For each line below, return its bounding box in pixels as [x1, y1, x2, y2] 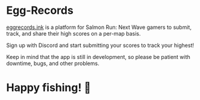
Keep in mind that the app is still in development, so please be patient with [6, 53, 191, 60]
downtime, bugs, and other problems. [6, 60, 99, 67]
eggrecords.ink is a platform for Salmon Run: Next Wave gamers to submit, [6, 23, 192, 31]
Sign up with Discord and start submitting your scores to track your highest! [6, 42, 195, 49]
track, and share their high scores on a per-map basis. [6, 30, 141, 37]
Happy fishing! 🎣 [6, 81, 92, 95]
